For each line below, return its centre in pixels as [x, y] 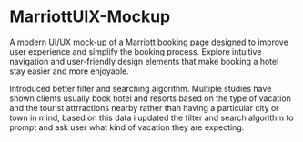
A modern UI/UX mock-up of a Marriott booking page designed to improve [149, 42]
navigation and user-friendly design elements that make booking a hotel [144, 61]
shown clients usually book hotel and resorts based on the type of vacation [150, 98]
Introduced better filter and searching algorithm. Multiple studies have [141, 88]
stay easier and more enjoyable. [70, 71]
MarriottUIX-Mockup [90, 17]
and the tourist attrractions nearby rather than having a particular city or [144, 107]
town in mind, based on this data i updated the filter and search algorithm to [151, 117]
